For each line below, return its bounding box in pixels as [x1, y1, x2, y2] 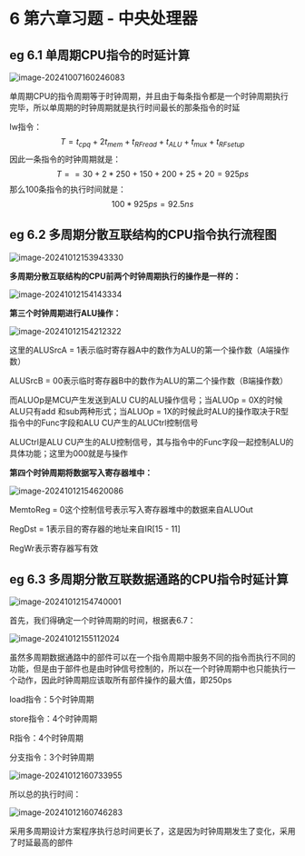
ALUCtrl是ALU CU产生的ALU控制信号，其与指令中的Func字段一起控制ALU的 [9, 436, 294, 447]
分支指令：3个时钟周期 [9, 751, 94, 763]
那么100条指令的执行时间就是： [9, 184, 127, 194]
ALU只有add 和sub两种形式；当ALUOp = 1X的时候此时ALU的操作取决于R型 [9, 405, 289, 416]
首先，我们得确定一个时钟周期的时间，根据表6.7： [9, 615, 196, 626]
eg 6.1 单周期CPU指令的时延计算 [9, 47, 191, 63]
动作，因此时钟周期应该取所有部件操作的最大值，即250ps [16, 674, 232, 686]
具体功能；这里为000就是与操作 [9, 447, 129, 459]
